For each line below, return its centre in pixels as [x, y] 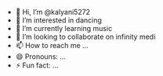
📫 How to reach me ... [52, 45]
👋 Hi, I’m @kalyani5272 [53, 12]
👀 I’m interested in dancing [58, 20]
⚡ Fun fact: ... [37, 65]
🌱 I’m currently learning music [64, 28]
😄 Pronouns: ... [41, 57]
